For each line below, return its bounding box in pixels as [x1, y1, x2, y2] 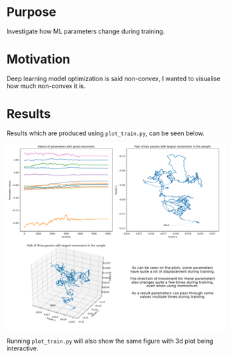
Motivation [6, 51, 71, 67]
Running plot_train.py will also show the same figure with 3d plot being [6, 337, 214, 346]
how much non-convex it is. [6, 81, 86, 90]
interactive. [6, 344, 39, 352]
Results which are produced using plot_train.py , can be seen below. [6, 129, 205, 137]
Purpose [6, 4, 57, 20]
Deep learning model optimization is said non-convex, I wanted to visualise [6, 74, 221, 83]
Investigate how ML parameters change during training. [6, 27, 165, 35]
